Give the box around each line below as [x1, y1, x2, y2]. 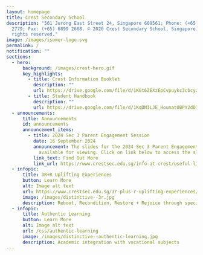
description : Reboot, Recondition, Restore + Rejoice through [22, 200, 182, 206]
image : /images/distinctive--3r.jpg [22, 194, 115, 200]
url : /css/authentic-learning [22, 228, 98, 234]
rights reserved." [11, 31, 59, 37]
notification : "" [6, 48, 50, 54]
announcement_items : [22, 127, 74, 133]
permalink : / [6, 43, 39, 49]
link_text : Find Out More [33, 155, 98, 161]
